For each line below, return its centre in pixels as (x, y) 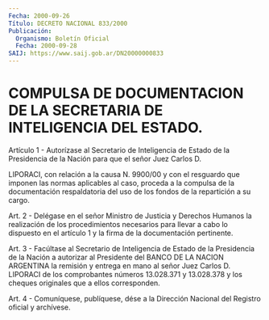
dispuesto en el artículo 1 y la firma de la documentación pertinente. (121, 233)
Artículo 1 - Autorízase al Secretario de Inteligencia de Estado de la (119, 149)
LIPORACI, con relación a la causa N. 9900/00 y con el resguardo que (124, 174)
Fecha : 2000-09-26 (39, 16)
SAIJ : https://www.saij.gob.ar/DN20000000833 (86, 53)
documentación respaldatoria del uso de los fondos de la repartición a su (130, 192)
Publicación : (30, 31)
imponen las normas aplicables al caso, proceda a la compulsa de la (122, 183)
